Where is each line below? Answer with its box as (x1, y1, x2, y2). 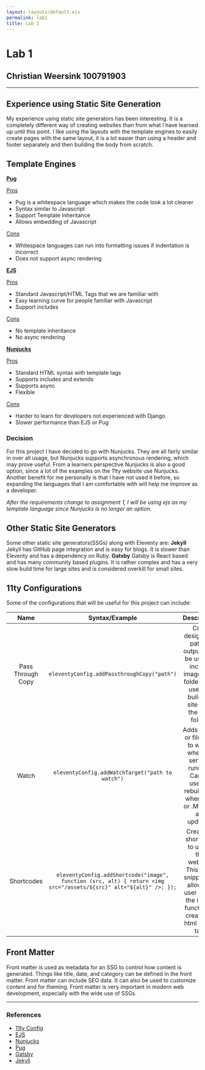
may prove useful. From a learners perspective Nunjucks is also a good (6, 461, 185, 468)
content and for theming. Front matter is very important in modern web (6, 983, 184, 991)
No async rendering (15, 334, 65, 341)
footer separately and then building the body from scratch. (6, 141, 154, 149)
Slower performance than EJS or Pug (15, 419, 109, 426)
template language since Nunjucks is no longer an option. (6, 505, 152, 512)
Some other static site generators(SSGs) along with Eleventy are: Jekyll (6, 539, 187, 547)
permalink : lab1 (6, 15, 48, 21)
